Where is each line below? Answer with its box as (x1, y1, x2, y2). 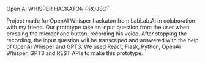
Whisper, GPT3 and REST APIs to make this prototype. (6, 50, 143, 57)
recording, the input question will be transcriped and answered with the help (6, 37, 199, 43)
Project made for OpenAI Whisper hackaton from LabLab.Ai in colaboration (6, 17, 195, 24)
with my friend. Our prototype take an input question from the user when (6, 24, 190, 31)
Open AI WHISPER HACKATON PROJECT (6, 6, 110, 12)
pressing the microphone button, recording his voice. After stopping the (6, 30, 187, 37)
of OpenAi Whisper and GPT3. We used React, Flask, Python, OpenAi (6, 43, 181, 50)
